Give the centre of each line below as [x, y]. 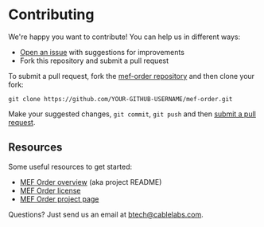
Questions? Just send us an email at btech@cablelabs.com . [106, 214]
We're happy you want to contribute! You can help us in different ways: [124, 37]
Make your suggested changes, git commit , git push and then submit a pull [132, 114]
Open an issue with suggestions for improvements [102, 52]
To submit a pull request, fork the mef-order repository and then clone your [132, 76]
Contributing [51, 15]
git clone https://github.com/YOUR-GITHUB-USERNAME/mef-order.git [120, 99]
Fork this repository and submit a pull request [94, 61]
